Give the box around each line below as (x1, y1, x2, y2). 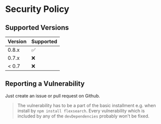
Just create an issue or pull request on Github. (5, 93, 101, 99)
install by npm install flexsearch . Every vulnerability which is (17, 108, 145, 114)
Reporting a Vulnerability (5, 80, 85, 88)
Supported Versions (5, 23, 69, 32)
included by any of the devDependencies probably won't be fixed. (17, 113, 150, 119)
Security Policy (5, 3, 70, 15)
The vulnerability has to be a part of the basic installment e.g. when (17, 102, 156, 108)
